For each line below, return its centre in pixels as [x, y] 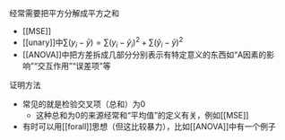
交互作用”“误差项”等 [74, 66]
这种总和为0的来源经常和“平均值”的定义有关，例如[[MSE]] [142, 116]
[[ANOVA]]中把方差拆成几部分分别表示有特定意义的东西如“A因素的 [144, 55]
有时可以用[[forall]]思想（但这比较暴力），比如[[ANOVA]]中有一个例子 [149, 127]
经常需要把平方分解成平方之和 [64, 13]
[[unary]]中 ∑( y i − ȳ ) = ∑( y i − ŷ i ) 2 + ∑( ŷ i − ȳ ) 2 [103, 42]
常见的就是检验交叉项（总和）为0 [84, 104]
